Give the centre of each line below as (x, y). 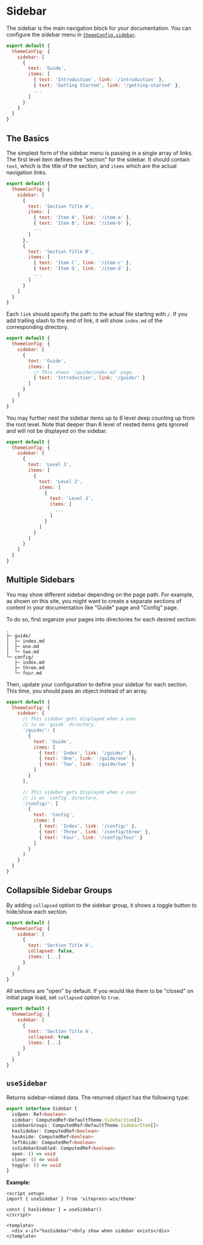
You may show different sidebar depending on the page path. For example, (100, 594)
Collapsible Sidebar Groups (59, 891)
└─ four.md (28, 673)
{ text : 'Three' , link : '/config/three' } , (95, 832)
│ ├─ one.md (23, 646)
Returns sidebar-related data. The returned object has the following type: (98, 1097)
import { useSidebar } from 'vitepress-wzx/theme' (72, 1199)
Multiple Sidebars (40, 580)
